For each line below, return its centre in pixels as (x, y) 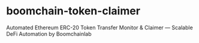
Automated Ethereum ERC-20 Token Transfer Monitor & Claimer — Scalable (99, 27)
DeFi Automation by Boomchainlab (49, 33)
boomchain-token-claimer (73, 11)
